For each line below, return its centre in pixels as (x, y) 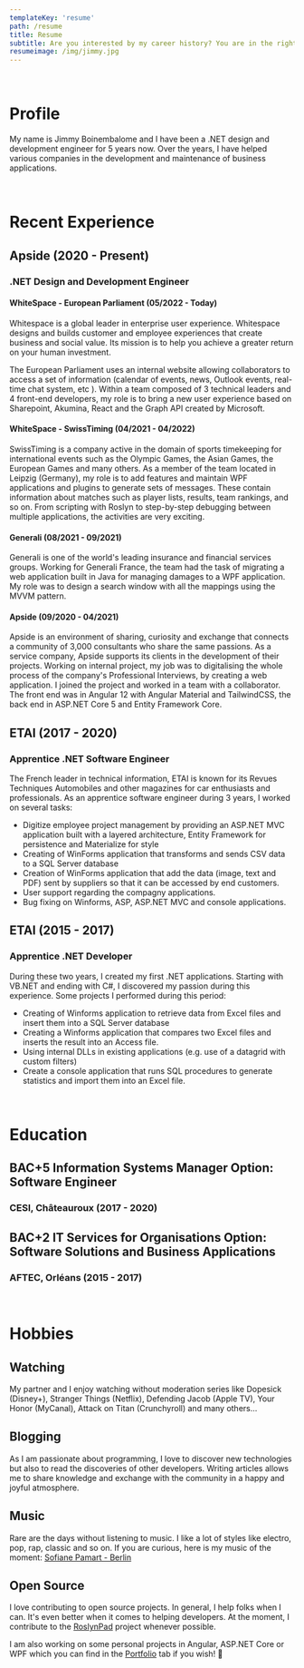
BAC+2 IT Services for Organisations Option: (138, 1238)
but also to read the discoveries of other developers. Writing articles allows (149, 1468)
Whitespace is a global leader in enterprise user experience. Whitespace (145, 323)
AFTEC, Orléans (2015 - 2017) (76, 1277)
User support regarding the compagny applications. (119, 893)
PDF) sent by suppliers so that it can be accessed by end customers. (151, 883)
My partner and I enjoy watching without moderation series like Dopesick (146, 1389)
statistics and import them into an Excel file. (104, 1080)
